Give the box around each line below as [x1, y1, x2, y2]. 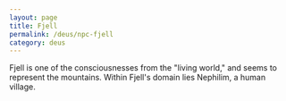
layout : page [9, 13, 58, 22]
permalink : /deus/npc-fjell [9, 29, 114, 38]
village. [9, 81, 36, 92]
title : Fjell [9, 21, 58, 30]
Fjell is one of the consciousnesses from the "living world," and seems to [9, 63, 278, 73]
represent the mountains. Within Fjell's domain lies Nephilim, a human [9, 72, 266, 83]
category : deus [9, 38, 66, 47]
